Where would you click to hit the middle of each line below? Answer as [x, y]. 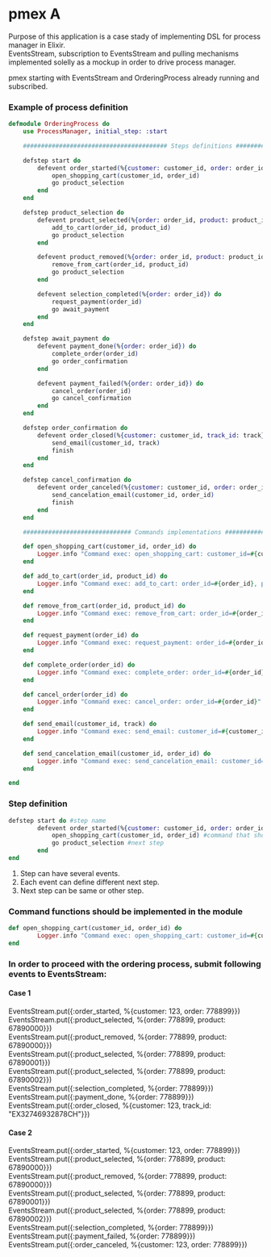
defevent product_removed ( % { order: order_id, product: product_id [151, 257]
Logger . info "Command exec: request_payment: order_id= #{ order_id [151, 643]
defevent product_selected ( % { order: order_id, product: [133, 220]
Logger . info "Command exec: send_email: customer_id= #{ [133, 732]
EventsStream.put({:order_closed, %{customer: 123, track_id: [110, 1105]
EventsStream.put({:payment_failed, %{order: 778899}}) [102, 1236]
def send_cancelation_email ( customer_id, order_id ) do [117, 754]
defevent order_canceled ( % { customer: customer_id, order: [137, 488]
